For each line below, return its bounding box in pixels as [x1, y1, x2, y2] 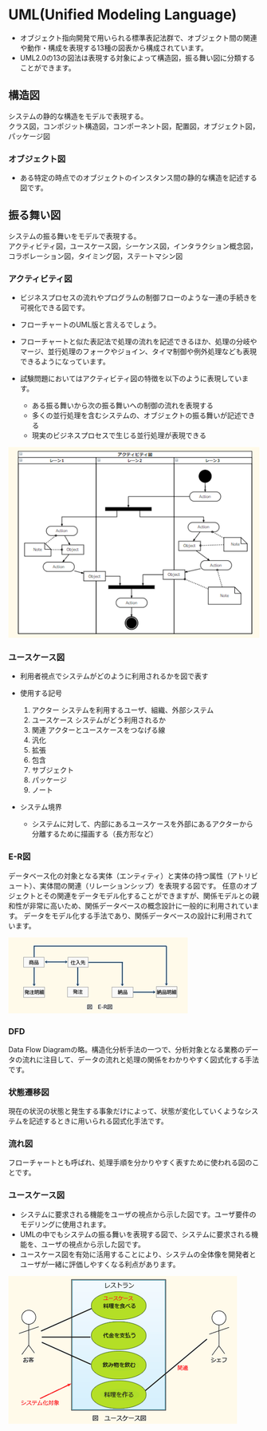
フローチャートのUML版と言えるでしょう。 [19, 320, 161, 329]
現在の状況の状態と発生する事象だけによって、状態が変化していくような [8, 1107, 245, 1116]
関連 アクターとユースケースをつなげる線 [31, 725, 166, 735]
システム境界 [19, 802, 62, 812]
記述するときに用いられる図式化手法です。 [29, 1116, 169, 1126]
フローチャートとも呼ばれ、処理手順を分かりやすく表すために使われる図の [8, 1158, 253, 1167]
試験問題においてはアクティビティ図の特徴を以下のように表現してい [19, 374, 242, 384]
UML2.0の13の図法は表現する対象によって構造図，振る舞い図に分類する [19, 53, 256, 62]
